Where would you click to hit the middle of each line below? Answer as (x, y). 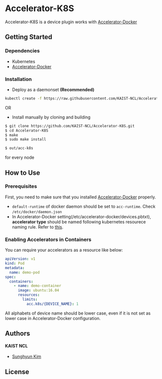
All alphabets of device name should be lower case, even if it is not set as (78, 313)
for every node (20, 157)
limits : (30, 300)
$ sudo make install (26, 139)
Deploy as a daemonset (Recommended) (53, 90)
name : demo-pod (25, 272)
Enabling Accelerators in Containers (48, 239)
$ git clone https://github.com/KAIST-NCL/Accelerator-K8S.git (70, 126)
